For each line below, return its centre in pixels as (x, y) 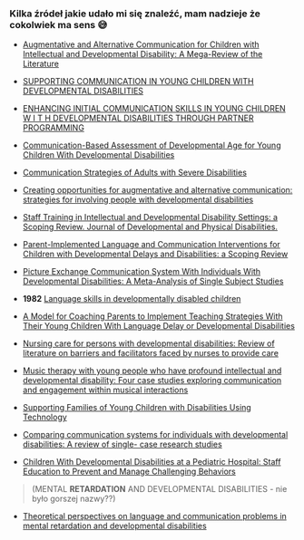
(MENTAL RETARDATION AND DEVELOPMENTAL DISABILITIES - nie (159, 489)
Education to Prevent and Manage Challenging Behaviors (129, 472)
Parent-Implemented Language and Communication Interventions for (152, 245)
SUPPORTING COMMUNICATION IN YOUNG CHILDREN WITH (138, 82)
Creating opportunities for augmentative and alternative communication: (157, 190)
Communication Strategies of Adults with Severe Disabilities (135, 173)
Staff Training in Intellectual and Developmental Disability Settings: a (150, 217)
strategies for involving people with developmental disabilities (138, 200)
